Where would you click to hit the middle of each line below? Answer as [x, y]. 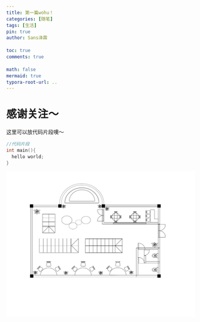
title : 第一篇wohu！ [30, 13]
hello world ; [28, 157]
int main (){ [21, 151]
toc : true [19, 51]
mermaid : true [24, 76]
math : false [21, 69]
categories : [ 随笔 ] [30, 19]
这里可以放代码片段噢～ [35, 132]
